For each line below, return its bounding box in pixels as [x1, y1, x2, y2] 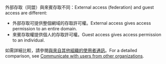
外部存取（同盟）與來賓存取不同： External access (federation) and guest [5, 4, 154, 10]
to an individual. [12, 37, 45, 43]
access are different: [5, 10, 48, 16]
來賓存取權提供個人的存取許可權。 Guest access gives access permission [12, 32, 162, 37]
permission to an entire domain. [12, 26, 77, 31]
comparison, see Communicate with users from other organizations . [5, 53, 145, 59]
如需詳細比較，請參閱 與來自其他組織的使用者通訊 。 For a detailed [5, 48, 137, 53]
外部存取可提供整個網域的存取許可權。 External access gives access [12, 20, 151, 26]
